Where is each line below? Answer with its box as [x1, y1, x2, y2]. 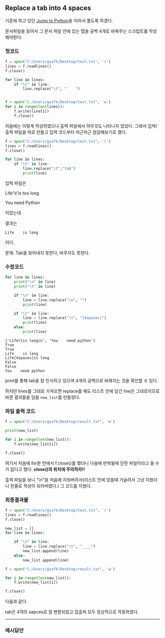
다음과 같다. [5, 599, 28, 604]
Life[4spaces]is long [5, 355, 50, 360]
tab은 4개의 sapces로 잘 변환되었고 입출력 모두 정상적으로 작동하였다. [5, 609, 139, 615]
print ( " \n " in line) [14, 279, 56, 285]
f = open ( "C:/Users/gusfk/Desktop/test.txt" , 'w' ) [5, 100, 111, 105]
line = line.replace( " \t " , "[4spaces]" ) [23, 315, 107, 321]
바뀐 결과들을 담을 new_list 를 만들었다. [5, 394, 81, 400]
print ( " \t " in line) [14, 284, 56, 289]
